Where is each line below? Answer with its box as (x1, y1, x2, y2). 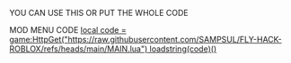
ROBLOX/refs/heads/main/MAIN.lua (9, 43, 142, 54)
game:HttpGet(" (9, 35, 69, 44)
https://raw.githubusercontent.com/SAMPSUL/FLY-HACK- (67, 35, 282, 44)
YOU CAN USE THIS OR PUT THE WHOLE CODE (9, 8, 189, 18)
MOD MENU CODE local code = (9, 25, 128, 35)
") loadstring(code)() (140, 43, 217, 54)
